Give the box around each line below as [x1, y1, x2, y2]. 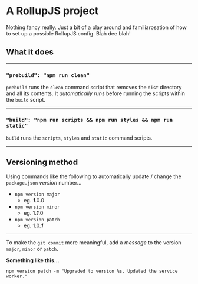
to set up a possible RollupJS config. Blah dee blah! [6, 30, 131, 37]
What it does [6, 47, 54, 57]
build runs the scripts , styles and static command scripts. [6, 134, 153, 141]
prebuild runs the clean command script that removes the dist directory [6, 84, 182, 91]
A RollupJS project [6, 4, 99, 18]
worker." [6, 273, 28, 279]
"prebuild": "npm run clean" [6, 72, 90, 78]
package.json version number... [6, 179, 82, 186]
